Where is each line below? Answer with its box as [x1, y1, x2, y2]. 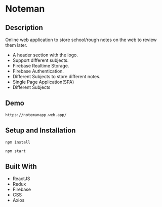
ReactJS [12, 176, 30, 182]
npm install [5, 140, 30, 145]
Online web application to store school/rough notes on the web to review [5, 37, 157, 43]
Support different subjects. [12, 57, 69, 63]
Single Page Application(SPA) [12, 79, 74, 85]
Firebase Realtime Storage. [12, 63, 69, 68]
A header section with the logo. [12, 52, 78, 58]
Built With [5, 162, 37, 171]
